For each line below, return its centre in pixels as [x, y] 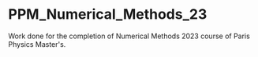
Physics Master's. [37, 44]
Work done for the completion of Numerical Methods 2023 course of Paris [129, 36]
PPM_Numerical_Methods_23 [108, 14]
